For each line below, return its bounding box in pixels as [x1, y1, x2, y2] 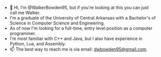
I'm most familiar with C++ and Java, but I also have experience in [9, 36, 142, 41]
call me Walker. [9, 10, 40, 16]
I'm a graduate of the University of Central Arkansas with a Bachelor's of [9, 15, 156, 20]
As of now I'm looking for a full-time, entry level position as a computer [9, 25, 153, 31]
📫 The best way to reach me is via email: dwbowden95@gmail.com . [9, 46, 148, 52]
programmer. [9, 31, 36, 36]
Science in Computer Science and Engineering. [9, 20, 105, 26]
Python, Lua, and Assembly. [9, 41, 66, 46]
